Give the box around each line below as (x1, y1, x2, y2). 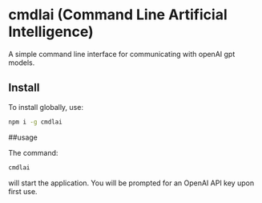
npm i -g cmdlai (8, 118, 62, 126)
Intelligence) (8, 22, 94, 41)
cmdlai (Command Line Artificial (8, 6, 228, 24)
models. (8, 58, 35, 67)
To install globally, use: (8, 102, 84, 112)
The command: (8, 148, 58, 157)
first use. (8, 186, 38, 196)
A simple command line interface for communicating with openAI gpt (8, 49, 236, 59)
